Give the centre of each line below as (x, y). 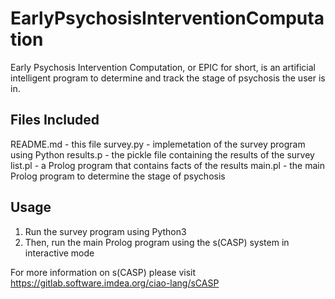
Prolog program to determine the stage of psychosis (118, 176)
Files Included (55, 120)
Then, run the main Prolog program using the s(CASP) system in (157, 242)
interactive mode (59, 253)
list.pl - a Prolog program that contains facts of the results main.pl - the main (168, 165)
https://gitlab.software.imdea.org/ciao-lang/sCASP (115, 283)
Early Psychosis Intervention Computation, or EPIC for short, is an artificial (163, 67)
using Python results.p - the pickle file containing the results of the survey (162, 154)
